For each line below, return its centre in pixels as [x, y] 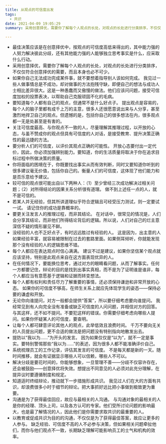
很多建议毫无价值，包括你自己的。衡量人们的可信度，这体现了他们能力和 [86, 171]
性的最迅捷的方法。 [32, 140]
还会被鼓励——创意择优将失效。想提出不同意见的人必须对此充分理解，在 [86, 368]
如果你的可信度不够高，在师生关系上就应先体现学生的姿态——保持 [89, 288]
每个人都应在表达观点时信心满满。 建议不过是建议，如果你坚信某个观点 [84, 251]
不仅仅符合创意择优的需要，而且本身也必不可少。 [62, 72]
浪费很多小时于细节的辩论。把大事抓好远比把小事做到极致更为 [88, 387]
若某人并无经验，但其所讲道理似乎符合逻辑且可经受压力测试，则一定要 [84, 202]
